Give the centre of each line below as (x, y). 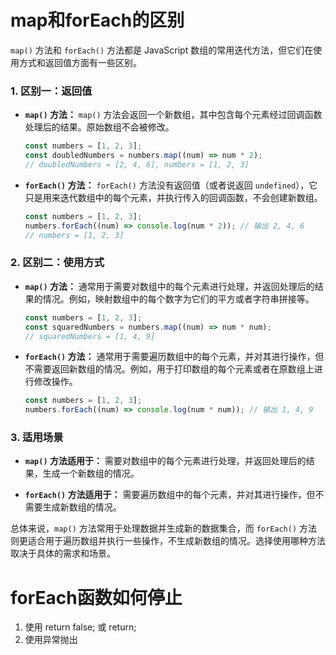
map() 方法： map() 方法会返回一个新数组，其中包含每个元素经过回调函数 (173, 115)
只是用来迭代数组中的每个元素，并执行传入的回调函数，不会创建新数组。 (173, 197)
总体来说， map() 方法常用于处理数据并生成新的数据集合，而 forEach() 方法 (164, 528)
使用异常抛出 (51, 640)
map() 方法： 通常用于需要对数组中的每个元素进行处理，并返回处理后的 (169, 286)
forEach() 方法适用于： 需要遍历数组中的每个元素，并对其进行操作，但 (170, 495)
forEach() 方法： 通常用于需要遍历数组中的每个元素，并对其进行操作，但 (174, 357)
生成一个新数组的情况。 (91, 473)
